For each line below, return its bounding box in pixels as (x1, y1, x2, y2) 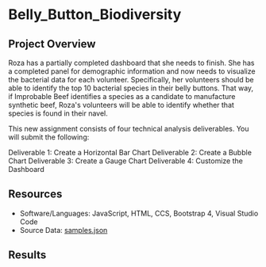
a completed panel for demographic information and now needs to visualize (8, 67, 256, 76)
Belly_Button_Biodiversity (8, 6, 182, 24)
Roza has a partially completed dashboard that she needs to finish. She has (8, 58, 255, 67)
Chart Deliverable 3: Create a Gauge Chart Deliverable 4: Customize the (8, 156, 244, 166)
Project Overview (8, 37, 96, 51)
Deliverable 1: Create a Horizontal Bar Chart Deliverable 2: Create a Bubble (8, 148, 253, 157)
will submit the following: (8, 132, 90, 142)
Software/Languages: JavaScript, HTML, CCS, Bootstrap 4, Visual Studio (19, 208, 259, 218)
